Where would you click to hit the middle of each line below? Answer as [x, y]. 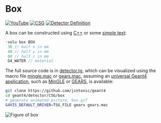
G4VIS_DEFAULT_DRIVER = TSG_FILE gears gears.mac [57, 105]
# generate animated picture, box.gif [46, 100]
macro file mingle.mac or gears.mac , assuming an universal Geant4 [76, 76]
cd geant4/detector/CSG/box [35, 96]
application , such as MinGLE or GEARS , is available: [59, 81]
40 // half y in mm [28, 51]
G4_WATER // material [30, 61]
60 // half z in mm [28, 56]
